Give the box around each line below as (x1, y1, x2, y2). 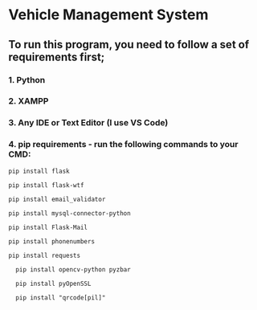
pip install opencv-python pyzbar (15, 265, 131, 274)
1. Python (8, 74, 46, 85)
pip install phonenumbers (8, 237, 95, 246)
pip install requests (8, 251, 81, 259)
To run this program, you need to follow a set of (8, 38, 250, 51)
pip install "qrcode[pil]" (15, 293, 106, 302)
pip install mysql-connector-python (8, 209, 131, 218)
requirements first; (8, 50, 105, 63)
